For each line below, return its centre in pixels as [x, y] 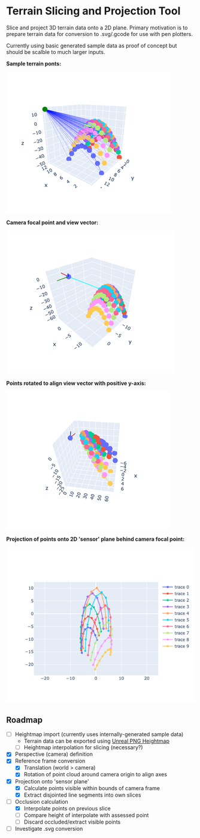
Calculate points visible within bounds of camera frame [92, 788]
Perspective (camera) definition [54, 754]
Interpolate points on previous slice [67, 808]
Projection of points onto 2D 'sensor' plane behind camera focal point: [96, 539]
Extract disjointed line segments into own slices [82, 795]
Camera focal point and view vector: [52, 222]
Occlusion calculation [42, 801]
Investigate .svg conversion [49, 828]
